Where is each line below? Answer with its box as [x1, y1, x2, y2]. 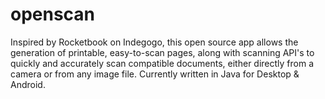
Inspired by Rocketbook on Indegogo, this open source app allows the [10, 36, 299, 48]
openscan [10, 3, 96, 26]
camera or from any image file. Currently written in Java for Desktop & [10, 68, 300, 80]
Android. [10, 78, 46, 90]
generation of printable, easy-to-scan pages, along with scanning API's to [10, 46, 315, 58]
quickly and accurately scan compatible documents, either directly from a [10, 57, 315, 69]
